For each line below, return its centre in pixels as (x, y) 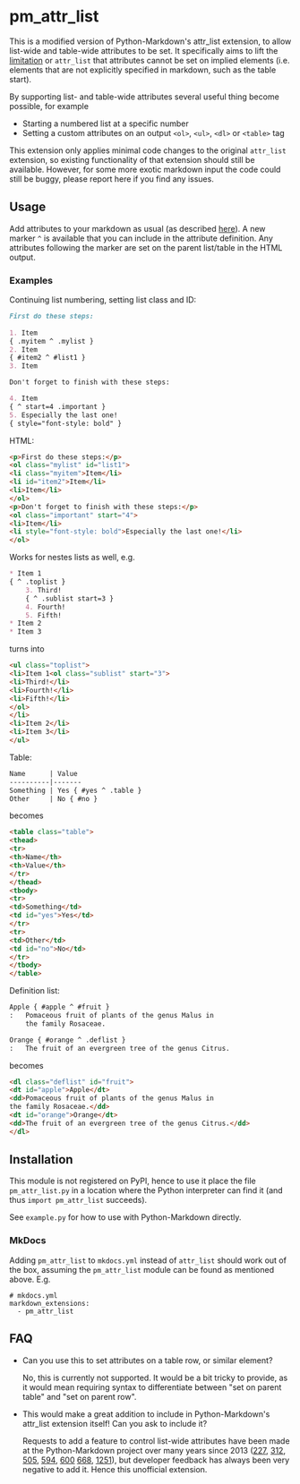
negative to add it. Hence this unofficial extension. (115, 1469)
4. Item (24, 399)
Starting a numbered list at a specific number (106, 124)
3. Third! (44, 590)
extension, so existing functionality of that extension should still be (132, 159)
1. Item (24, 333)
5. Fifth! (44, 615)
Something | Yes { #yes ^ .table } (76, 790)
